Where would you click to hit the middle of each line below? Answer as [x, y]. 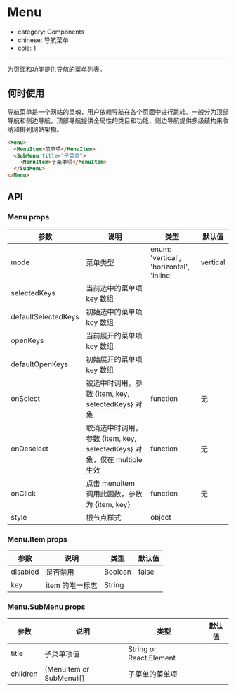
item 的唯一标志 [71, 585]
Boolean [118, 572]
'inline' [161, 275]
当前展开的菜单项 [114, 335]
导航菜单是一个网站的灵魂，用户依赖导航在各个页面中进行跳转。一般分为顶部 [118, 111]
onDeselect [30, 449]
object [160, 517]
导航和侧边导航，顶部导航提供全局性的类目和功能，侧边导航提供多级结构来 [115, 120]
